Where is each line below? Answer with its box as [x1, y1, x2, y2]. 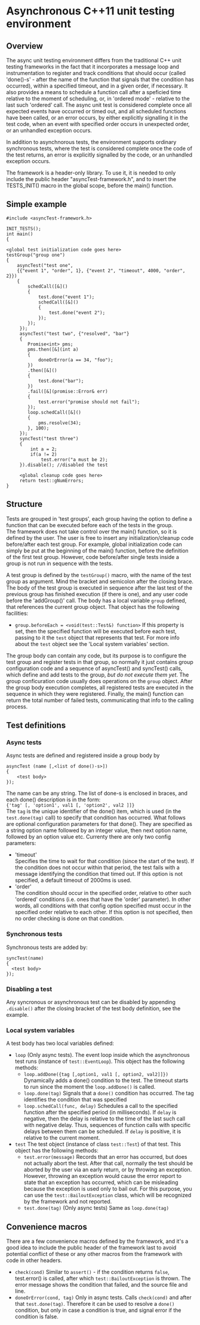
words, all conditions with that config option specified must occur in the [14, 902, 192, 909]
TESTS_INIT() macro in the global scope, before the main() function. [6, 182, 174, 189]
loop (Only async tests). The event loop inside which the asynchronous [14, 1051, 190, 1059]
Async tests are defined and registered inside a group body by [6, 752, 160, 759]
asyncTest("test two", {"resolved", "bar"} [19, 331, 130, 336]
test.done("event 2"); [48, 310, 106, 316]
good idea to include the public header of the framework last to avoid [6, 1244, 177, 1251]
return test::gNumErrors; [19, 477, 84, 483]
